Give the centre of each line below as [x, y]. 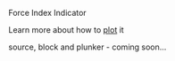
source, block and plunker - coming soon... [87, 47]
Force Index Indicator [47, 13]
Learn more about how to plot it [66, 30]
